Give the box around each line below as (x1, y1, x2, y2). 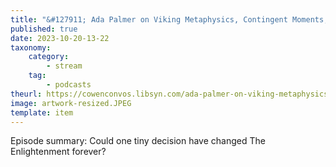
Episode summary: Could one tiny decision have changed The (10, 135, 266, 147)
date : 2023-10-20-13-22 (10, 33, 110, 43)
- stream (46, 61, 83, 71)
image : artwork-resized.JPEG (10, 98, 132, 108)
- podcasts (46, 80, 92, 90)
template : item (10, 107, 74, 118)
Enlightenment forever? (10, 146, 107, 158)
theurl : (10, 89, 43, 99)
